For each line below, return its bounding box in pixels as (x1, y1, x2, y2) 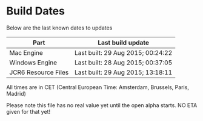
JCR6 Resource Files (9, 68, 69, 76)
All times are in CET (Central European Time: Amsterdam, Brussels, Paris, (6, 83, 190, 91)
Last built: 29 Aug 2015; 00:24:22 (75, 48, 173, 57)
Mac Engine (9, 48, 44, 57)
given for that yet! (6, 108, 50, 115)
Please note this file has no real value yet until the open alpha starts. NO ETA (6, 101, 198, 109)
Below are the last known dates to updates (6, 24, 113, 31)
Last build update (98, 38, 150, 46)
